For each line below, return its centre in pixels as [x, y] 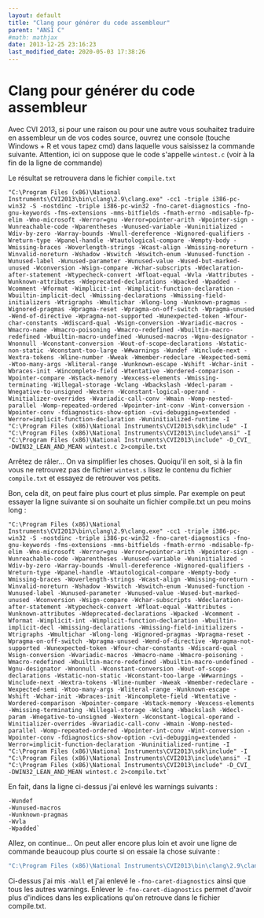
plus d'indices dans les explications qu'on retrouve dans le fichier [114, 898]
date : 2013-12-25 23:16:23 [52, 45]
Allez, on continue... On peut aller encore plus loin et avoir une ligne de [123, 843]
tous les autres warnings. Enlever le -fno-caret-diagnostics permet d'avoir [130, 889]
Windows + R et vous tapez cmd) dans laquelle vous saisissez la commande [132, 145]
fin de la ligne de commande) [55, 163]
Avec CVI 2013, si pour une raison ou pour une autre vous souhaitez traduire [132, 129]
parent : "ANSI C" [37, 30]
